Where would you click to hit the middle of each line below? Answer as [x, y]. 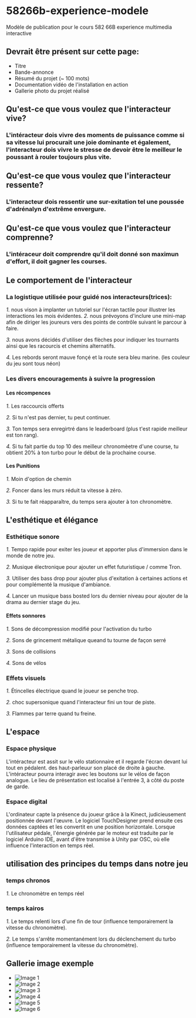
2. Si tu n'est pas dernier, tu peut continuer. [58, 417]
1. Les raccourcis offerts [35, 406]
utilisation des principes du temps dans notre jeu [97, 864]
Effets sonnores [26, 615]
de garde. [18, 786]
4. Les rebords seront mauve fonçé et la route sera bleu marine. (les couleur [98, 357]
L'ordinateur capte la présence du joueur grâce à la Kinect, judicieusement [96, 814]
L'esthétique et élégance [52, 520]
